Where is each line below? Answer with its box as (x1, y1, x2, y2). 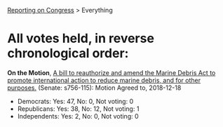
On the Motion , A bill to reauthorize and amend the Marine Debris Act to (7, 68, 216, 76)
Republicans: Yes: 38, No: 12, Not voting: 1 (17, 105, 140, 113)
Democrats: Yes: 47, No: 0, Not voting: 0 (17, 97, 134, 105)
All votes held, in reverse (7, 31, 154, 46)
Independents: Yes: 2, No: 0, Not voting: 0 (17, 112, 139, 120)
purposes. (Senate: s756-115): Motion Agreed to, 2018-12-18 (7, 83, 182, 92)
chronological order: (7, 46, 129, 62)
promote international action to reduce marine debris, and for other (7, 76, 201, 84)
